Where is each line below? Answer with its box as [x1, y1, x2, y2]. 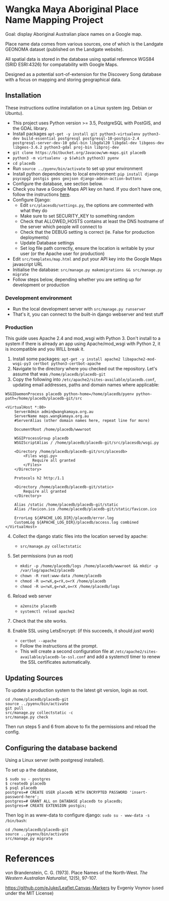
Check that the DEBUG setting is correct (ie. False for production [20, 229, 155, 235]
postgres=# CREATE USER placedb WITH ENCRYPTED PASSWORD [5, 790, 128, 795]
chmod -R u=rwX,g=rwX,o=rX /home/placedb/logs [20, 584, 120, 589]
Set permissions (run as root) [12, 553, 74, 559]
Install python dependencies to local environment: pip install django [12, 170, 159, 177]
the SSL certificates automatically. [20, 659, 91, 665]
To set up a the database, [5, 766, 58, 773]
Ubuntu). [5, 110, 24, 116]
